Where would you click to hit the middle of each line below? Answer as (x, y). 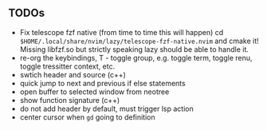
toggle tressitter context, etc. (67, 66)
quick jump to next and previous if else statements (102, 83)
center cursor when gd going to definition (87, 117)
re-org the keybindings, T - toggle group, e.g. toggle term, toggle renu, (136, 57)
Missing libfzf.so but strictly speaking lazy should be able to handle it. (134, 49)
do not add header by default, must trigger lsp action (106, 108)
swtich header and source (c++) (73, 74)
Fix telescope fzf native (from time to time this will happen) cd (122, 32)
